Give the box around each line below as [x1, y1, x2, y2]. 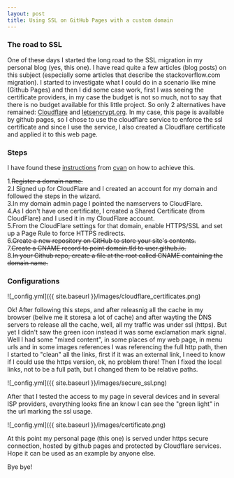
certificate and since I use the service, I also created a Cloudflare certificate [7, 122, 226, 131]
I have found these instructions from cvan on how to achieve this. [7, 164, 196, 172]
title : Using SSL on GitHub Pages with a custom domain [7, 17, 173, 24]
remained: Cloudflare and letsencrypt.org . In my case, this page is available [7, 108, 225, 116]
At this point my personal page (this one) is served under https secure [7, 435, 209, 443]
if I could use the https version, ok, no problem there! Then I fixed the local [7, 358, 222, 366]
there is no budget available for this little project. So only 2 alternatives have [7, 100, 226, 108]
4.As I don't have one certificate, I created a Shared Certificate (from [7, 207, 205, 216]
